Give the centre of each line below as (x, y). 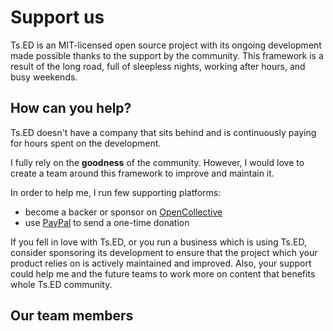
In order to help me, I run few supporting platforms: (116, 192)
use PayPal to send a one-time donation (107, 222)
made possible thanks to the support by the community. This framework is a (167, 55)
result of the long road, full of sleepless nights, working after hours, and (158, 66)
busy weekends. (44, 77)
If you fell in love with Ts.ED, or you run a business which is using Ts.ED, (158, 242)
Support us (57, 17)
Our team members (72, 316)
